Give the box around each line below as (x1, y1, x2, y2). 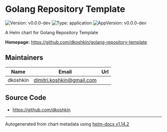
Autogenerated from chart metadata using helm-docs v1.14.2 (5, 121, 129, 127)
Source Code (5, 93, 46, 102)
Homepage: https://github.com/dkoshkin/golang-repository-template (5, 39, 148, 45)
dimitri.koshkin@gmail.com (33, 76, 97, 83)
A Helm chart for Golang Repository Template (5, 29, 98, 35)
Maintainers (5, 54, 44, 62)
